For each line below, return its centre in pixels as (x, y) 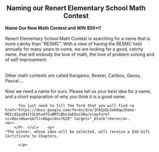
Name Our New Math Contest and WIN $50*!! (53, 28)
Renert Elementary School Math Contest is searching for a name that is (78, 38)
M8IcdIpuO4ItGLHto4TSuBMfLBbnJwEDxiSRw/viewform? (57, 114)
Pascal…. (14, 80)
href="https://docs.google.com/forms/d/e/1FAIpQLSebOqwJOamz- (71, 110)
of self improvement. (26, 60)
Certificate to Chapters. (32, 136)
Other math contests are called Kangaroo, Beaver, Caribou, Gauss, (73, 75)
